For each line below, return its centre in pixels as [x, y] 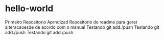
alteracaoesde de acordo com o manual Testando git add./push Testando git [82, 27]
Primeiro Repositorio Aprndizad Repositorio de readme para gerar [71, 22]
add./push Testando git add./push [39, 32]
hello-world [29, 9]
